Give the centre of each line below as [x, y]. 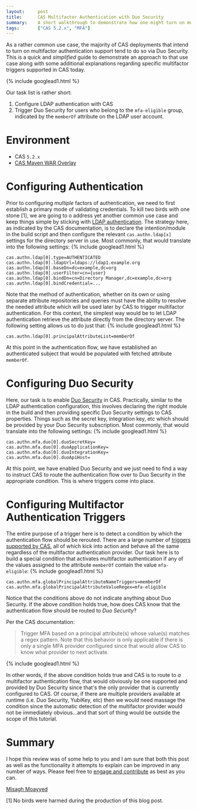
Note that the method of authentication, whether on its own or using [88, 295]
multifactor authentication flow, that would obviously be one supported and [97, 681]
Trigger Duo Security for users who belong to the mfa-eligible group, [99, 110]
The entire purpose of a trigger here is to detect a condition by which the [94, 533]
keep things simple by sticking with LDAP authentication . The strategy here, [98, 222]
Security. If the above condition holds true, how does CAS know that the [93, 604]
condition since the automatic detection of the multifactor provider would [94, 706]
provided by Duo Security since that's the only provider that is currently [92, 687]
